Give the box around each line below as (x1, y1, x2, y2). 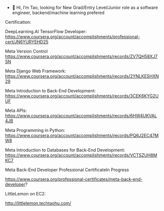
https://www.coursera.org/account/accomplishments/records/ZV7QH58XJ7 (5, 53, 158, 59)
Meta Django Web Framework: (5, 68, 66, 74)
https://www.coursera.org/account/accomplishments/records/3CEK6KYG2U (5, 93, 159, 99)
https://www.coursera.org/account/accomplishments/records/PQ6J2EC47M (5, 133, 159, 138)
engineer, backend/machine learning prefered (12, 10, 105, 16)
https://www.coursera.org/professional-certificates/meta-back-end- (5, 176, 143, 182)
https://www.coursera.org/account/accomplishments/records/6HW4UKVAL (5, 113, 157, 119)
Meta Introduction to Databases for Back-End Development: (5, 147, 125, 153)
